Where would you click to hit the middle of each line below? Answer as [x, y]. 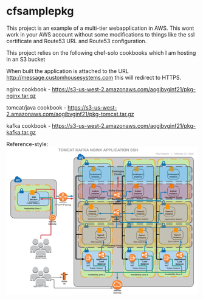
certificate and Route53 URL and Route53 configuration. [77, 41]
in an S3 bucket [26, 59]
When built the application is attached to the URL [67, 71]
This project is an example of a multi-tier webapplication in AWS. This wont [100, 28]
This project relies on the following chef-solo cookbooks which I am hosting [101, 52]
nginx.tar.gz [21, 96]
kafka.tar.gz [21, 132]
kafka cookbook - [29, 125]
